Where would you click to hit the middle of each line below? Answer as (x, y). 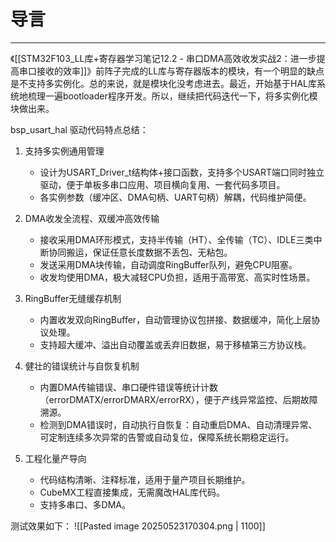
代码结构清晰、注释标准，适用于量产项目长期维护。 (145, 479)
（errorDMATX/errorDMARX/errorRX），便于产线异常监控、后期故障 (178, 399)
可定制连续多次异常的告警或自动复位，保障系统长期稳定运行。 (167, 437)
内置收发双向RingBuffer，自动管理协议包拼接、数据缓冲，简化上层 (175, 319)
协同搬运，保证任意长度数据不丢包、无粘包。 (140, 252)
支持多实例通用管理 (64, 151)
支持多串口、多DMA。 (85, 504)
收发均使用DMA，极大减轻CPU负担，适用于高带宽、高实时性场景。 (177, 277)
